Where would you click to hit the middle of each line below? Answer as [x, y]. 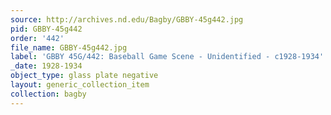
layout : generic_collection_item [80, 85]
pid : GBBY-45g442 [46, 29]
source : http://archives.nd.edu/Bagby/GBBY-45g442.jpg [127, 19]
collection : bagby [48, 94]
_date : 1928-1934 [46, 66]
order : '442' [37, 38]
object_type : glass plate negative [84, 76]
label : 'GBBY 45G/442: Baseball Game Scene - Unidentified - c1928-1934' [167, 57]
